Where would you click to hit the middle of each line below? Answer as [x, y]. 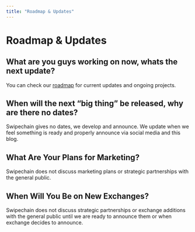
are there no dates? [42, 112]
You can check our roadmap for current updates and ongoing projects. [91, 85]
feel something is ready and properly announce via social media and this [93, 133]
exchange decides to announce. [45, 223]
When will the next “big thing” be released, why [95, 104]
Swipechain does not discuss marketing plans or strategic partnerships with [97, 172]
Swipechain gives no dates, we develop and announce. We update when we [97, 127]
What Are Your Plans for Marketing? [73, 157]
